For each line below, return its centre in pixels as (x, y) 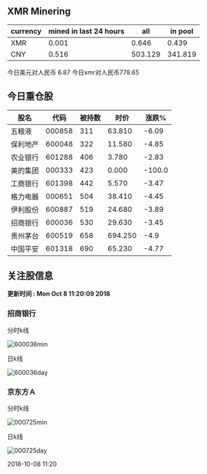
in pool (182, 31)
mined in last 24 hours (86, 31)
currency (26, 31)
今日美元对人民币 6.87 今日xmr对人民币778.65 (73, 72)
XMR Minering (39, 12)
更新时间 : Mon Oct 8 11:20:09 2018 (59, 294)
